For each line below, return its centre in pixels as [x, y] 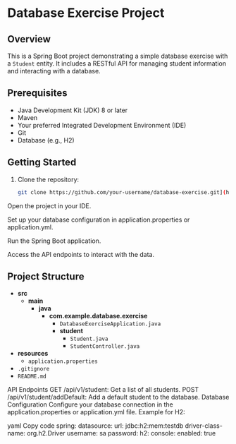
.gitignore [33, 369]
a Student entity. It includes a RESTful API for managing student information [117, 64]
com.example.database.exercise [98, 316]
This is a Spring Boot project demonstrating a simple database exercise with [118, 56]
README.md [32, 377]
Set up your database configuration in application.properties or [99, 220]
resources [33, 354]
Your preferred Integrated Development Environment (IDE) [102, 125]
